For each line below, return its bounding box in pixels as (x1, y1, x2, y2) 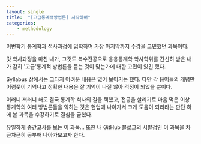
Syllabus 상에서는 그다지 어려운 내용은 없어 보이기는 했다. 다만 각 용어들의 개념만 (6, 76, 195, 83)
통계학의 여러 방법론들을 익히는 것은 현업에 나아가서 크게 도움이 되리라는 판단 (6, 103, 186, 111)
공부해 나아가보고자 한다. (26, 131, 85, 139)
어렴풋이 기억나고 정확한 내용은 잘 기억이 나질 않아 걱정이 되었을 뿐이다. (6, 83, 173, 91)
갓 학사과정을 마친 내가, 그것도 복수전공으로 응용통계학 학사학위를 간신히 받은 (6, 55, 186, 63)
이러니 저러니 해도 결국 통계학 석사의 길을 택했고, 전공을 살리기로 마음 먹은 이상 (6, 96, 190, 103)
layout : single (6, 8, 44, 15)
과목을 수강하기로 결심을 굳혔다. (19, 111, 93, 118)
